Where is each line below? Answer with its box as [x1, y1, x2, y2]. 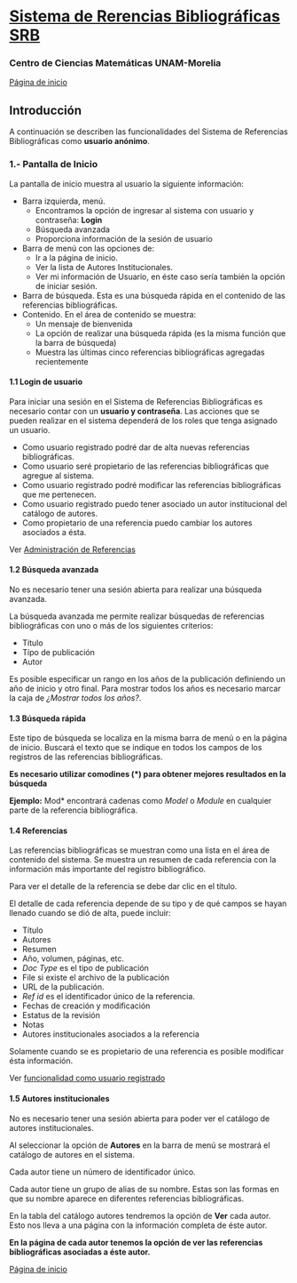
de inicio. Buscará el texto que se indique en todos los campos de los [9, 742, 262, 753]
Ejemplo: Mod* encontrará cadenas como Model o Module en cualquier [9, 796, 272, 806]
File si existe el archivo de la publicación [21, 972, 170, 983]
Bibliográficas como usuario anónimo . [9, 136, 151, 147]
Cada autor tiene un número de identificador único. [9, 1167, 197, 1177]
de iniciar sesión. [35, 280, 98, 291]
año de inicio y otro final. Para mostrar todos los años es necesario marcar [9, 683, 281, 694]
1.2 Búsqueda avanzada [9, 565, 99, 575]
